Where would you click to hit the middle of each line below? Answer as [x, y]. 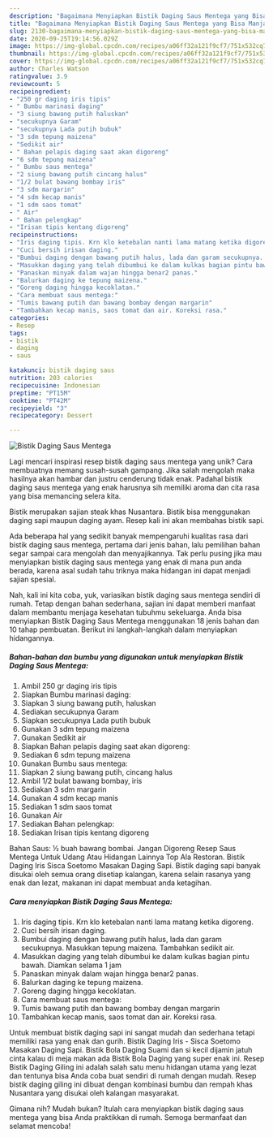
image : [20, 46]
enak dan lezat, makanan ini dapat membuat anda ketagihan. [111, 883]
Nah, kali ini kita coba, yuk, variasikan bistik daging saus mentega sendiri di [135, 595]
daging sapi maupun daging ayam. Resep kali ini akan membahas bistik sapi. [137, 521]
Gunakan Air [42, 815]
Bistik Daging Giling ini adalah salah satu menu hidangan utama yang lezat [133, 1067]
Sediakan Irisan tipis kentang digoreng [85, 832]
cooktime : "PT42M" [40, 400]
